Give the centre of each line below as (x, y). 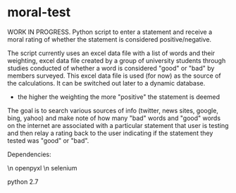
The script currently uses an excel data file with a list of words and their (111, 53)
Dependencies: (29, 154)
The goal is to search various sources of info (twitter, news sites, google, (113, 110)
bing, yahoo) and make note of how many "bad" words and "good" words (114, 118)
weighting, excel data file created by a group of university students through (117, 60)
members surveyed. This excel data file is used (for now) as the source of (114, 76)
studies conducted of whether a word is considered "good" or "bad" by (111, 68)
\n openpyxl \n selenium (42, 168)
